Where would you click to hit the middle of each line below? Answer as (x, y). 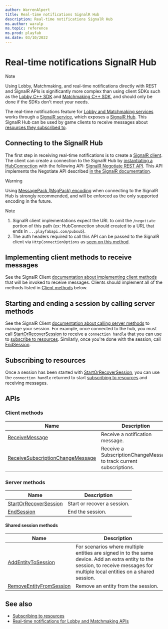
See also (19, 604)
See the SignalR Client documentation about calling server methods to (77, 323)
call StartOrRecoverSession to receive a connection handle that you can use (83, 334)
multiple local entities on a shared (115, 572)
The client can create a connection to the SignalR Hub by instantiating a (79, 160)
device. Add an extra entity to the (114, 559)
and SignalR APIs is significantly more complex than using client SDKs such (83, 91)
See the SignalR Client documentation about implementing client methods (81, 277)
